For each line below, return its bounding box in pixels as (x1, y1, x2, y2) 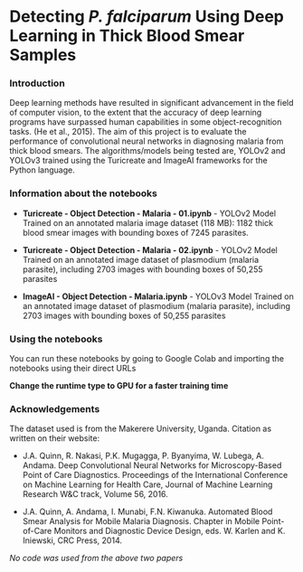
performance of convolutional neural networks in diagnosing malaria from (9, 136, 284, 146)
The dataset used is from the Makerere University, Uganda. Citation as (9, 423, 272, 435)
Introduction (9, 77, 65, 89)
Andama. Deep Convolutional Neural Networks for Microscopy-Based (22, 460, 282, 471)
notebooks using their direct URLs (9, 363, 137, 374)
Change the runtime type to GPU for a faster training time (9, 380, 229, 391)
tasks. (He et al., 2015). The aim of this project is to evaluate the (9, 127, 247, 137)
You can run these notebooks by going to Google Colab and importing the (9, 353, 285, 364)
